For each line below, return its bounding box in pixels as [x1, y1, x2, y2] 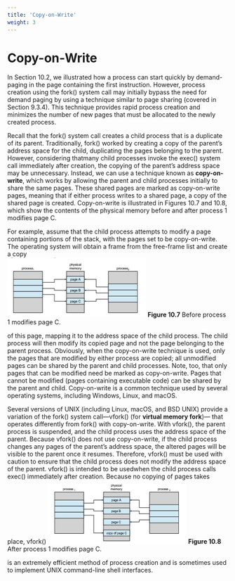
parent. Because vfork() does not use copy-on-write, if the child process [7, 435, 217, 443]
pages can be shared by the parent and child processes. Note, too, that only [7, 362, 228, 370]
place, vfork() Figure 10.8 [7, 537, 222, 546]
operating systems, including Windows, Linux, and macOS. [7, 391, 177, 400]
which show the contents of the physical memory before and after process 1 [7, 206, 227, 215]
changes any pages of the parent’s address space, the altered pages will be [7, 442, 227, 451]
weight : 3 [7, 18, 36, 26]
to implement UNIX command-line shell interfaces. [7, 566, 153, 575]
